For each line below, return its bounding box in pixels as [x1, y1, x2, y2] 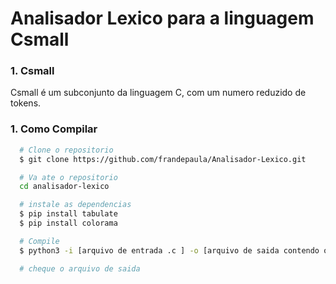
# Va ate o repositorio [19, 172, 118, 182]
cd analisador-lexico [19, 182, 110, 192]
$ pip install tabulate [19, 209, 118, 219]
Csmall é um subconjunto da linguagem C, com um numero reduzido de [10, 87, 307, 99]
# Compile [19, 236, 60, 246]
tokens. [10, 97, 42, 109]
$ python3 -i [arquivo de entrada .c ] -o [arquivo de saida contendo [19, 245, 320, 256]
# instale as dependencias [19, 200, 132, 210]
